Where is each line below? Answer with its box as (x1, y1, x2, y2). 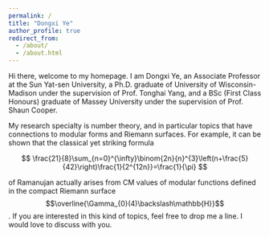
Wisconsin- (218, 80, 257, 89)
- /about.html (15, 49, 63, 57)
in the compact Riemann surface (8, 186, 116, 195)
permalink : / (8, 11, 52, 20)
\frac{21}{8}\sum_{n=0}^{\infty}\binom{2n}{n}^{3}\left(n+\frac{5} (31, 153, 249, 163)
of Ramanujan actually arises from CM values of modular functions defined (8, 178, 257, 187)
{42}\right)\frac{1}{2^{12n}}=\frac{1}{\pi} (62, 162, 197, 171)
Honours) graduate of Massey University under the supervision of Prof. (8, 97, 243, 106)
